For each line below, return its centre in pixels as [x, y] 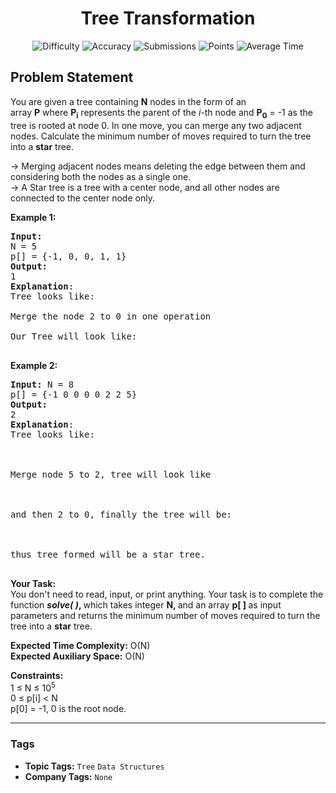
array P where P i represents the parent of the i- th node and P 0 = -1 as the [161, 113]
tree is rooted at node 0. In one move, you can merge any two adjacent [156, 125]
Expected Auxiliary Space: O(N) [77, 656]
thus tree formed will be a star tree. [108, 554]
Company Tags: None [68, 776]
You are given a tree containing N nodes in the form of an [128, 101]
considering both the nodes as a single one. [101, 176]
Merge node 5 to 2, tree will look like [111, 474]
